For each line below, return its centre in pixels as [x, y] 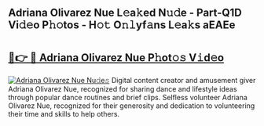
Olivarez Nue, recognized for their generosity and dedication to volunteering [132, 106]
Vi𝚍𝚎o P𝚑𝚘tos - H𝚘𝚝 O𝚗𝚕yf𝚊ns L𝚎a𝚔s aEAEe [122, 25]
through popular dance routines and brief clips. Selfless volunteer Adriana [128, 97]
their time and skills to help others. [64, 114]
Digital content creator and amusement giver [183, 80]
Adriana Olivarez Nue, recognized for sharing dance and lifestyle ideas [123, 89]
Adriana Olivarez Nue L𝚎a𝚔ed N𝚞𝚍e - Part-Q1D [125, 13]
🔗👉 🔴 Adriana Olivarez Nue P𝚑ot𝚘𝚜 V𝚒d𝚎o [116, 58]
